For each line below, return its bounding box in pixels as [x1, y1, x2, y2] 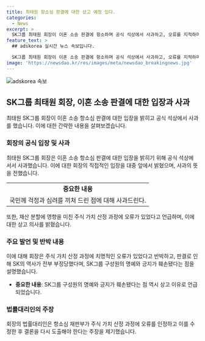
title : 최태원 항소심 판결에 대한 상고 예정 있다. [6, 9, 116, 15]
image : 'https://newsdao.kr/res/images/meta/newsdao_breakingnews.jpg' [6, 59, 192, 66]
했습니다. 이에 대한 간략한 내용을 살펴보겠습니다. [12, 122, 127, 129]
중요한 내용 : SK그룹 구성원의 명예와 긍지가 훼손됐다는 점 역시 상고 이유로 [15, 281, 187, 288]
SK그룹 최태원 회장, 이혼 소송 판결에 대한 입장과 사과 [6, 97, 190, 108]
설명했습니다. [6, 268, 38, 275]
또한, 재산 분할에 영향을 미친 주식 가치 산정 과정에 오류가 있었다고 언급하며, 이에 [6, 212, 195, 220]
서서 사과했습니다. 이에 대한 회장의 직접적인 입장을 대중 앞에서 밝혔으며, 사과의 [6, 162, 192, 169]
